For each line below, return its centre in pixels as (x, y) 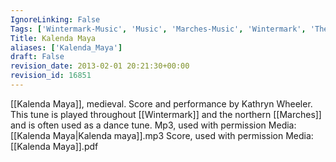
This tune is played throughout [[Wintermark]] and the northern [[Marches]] (166, 114)
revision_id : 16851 (51, 76)
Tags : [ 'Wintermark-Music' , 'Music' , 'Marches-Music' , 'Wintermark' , (158, 29)
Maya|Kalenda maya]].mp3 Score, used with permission (168, 135)
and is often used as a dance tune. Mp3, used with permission (138, 125)
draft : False (37, 57)
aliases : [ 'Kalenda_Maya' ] (66, 47)
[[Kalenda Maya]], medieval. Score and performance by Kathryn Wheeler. (161, 103)
